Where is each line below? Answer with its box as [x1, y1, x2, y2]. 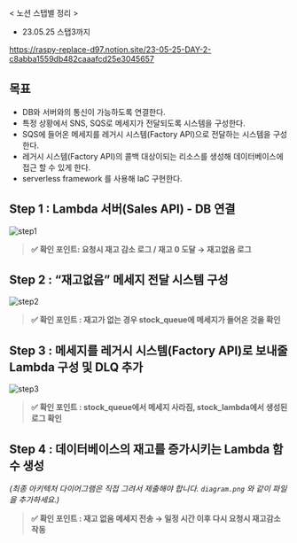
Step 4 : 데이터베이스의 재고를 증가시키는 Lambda [9, 441, 270, 456]
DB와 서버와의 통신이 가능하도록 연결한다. [21, 106, 166, 117]
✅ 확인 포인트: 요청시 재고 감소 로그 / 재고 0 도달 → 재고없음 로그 [30, 244, 252, 254]
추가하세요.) [18, 494, 60, 505]
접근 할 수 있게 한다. [21, 162, 91, 173]
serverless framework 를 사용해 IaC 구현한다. [21, 173, 184, 183]
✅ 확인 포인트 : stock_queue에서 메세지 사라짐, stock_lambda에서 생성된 [30, 402, 288, 413]
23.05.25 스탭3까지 [21, 27, 91, 37]
